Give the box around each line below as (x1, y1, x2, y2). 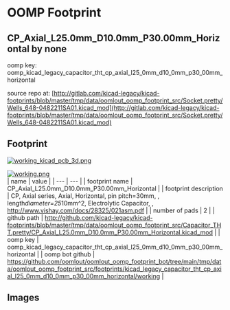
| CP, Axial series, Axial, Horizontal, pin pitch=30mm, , (7, 191, 160, 200)
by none (31, 43, 67, 54)
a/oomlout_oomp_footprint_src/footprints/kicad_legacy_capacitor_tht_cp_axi (7, 265, 222, 273)
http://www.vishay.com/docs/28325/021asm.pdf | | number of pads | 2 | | (7, 206, 215, 214)
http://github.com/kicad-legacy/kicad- (44, 213, 153, 221)
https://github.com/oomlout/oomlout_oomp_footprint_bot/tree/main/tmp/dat (7, 257, 222, 265)
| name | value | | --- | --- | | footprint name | (7, 177, 133, 185)
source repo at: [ (7, 89, 54, 97)
